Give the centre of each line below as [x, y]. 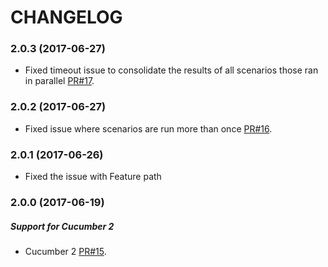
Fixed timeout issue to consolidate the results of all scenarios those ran [171, 70]
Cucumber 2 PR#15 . [65, 251]
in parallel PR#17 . [59, 81]
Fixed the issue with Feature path [93, 177]
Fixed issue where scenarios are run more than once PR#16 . [148, 128]
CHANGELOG [66, 17]
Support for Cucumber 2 [62, 226]
